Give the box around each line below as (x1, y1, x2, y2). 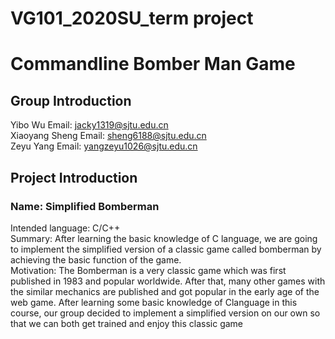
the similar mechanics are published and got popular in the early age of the (10, 285, 320, 297)
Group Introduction (10, 92, 132, 109)
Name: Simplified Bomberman (10, 199, 160, 213)
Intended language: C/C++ (10, 222, 121, 234)
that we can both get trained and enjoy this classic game (10, 317, 244, 329)
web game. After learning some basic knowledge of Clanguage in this (10, 296, 298, 308)
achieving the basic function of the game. (10, 253, 182, 266)
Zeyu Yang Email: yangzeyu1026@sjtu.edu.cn (10, 140, 198, 152)
